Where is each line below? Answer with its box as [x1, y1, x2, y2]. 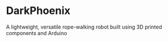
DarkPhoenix [6, 4, 71, 17]
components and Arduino [6, 29, 67, 36]
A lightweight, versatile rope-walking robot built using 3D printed [6, 23, 162, 30]
